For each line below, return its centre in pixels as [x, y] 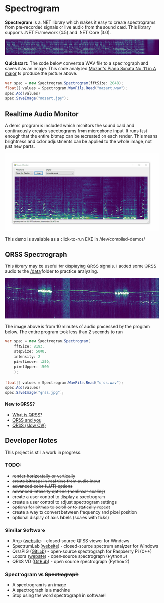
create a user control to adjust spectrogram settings [64, 502]
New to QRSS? [20, 404]
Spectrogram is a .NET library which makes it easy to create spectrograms [80, 22]
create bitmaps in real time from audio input [56, 481]
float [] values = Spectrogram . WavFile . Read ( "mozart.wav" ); [66, 88]
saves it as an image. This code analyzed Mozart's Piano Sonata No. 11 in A [81, 68]
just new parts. [20, 146]
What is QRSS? [27, 415]
